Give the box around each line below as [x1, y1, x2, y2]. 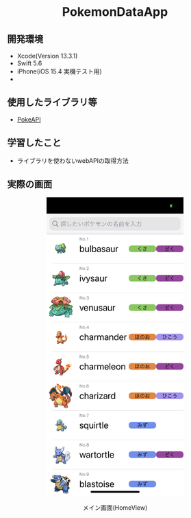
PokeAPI [16, 115, 41, 124]
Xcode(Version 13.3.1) [16, 52, 78, 60]
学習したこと [7, 137, 62, 148]
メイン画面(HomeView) [82, 503, 148, 512]
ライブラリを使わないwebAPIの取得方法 [16, 156, 129, 165]
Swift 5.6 [16, 59, 42, 67]
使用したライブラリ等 [7, 97, 97, 109]
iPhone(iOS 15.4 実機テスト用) [16, 67, 103, 76]
